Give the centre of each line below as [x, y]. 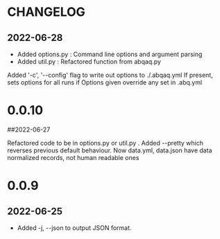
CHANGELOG [46, 12]
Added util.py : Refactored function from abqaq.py [89, 62]
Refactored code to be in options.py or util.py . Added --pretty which [105, 143]
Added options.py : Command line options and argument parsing [110, 54]
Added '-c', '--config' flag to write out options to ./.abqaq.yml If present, [110, 75]
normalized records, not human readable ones [73, 157]
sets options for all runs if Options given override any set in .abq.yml [105, 82]
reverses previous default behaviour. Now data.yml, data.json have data [110, 150]
